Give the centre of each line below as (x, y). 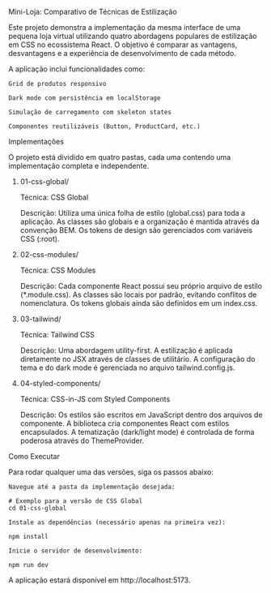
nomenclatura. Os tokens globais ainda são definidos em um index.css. (139, 303)
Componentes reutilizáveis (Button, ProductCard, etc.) (104, 127)
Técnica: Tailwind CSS (57, 335)
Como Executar (34, 456)
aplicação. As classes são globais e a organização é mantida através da (140, 221)
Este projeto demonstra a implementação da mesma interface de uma (125, 27)
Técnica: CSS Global (54, 197)
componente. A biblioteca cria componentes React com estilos (125, 423)
